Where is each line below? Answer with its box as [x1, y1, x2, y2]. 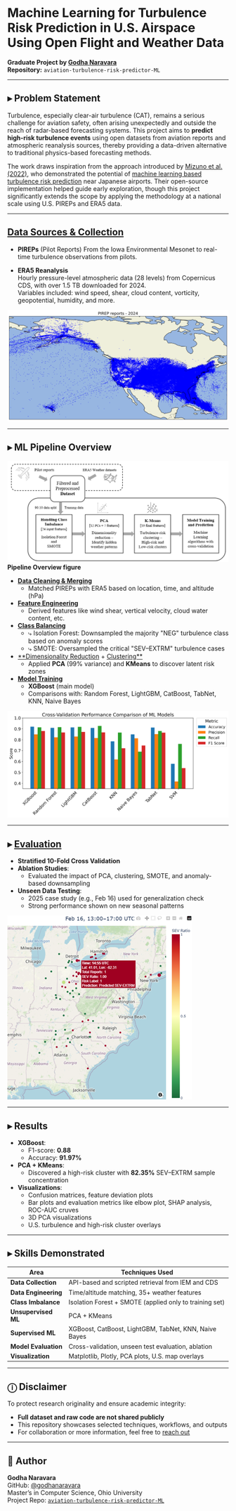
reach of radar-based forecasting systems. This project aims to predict [7, 126, 213, 134]
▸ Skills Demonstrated [7, 1248, 105, 1260]
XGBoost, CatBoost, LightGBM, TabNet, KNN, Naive [68, 1325, 217, 1333]
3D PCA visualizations [27, 1213, 92, 1222]
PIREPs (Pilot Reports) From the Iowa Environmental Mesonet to [17, 244, 202, 254]
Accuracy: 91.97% [27, 1153, 82, 1162]
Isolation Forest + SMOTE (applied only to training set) [68, 1297, 225, 1306]
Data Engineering [10, 1288, 63, 1297]
